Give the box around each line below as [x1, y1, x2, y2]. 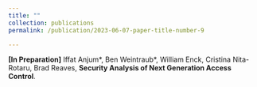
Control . [8, 72, 36, 81]
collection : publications [8, 19, 94, 27]
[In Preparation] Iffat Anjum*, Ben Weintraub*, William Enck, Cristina [8, 55, 232, 64]
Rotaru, [8, 63, 33, 73]
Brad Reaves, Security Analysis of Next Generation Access [33, 63, 232, 73]
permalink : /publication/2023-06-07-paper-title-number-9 [8, 26, 204, 34]
